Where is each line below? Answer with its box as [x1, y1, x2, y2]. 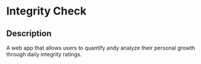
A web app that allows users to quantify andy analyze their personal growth [6, 44, 196, 51]
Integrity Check [6, 4, 87, 18]
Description [6, 28, 52, 39]
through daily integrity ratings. [6, 51, 82, 58]
